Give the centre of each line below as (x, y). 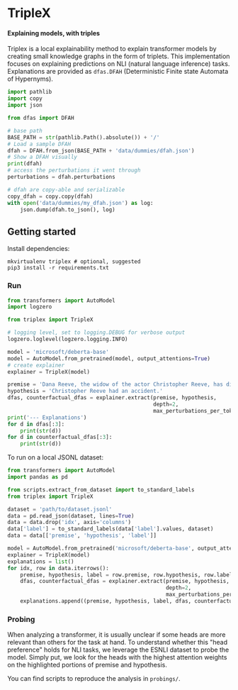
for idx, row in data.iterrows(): (58, 568)
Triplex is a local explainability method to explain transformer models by (112, 49)
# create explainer (36, 365)
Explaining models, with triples (54, 33)
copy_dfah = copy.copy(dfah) (50, 196)
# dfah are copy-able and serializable (66, 189)
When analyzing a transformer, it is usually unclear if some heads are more (117, 635)
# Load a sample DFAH (39, 144)
